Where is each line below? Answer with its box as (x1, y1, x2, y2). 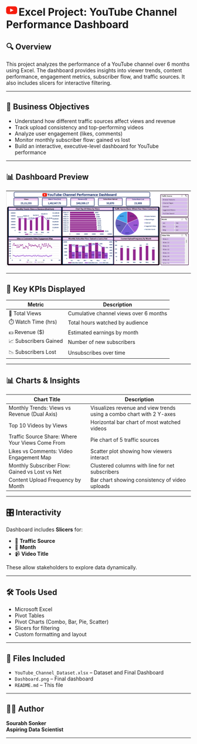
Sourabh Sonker (6, 719, 47, 726)
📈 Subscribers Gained (8, 338, 63, 345)
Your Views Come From (8, 439, 66, 446)
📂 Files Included (6, 653, 66, 663)
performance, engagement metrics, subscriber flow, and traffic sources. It (6, 73, 185, 80)
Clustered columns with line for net (90, 462, 175, 469)
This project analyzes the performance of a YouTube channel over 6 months (6, 61, 190, 68)
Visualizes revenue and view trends (90, 404, 176, 411)
